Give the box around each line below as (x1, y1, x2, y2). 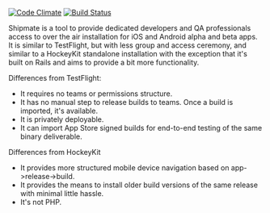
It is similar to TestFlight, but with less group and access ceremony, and (8, 40, 247, 50)
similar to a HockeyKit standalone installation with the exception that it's (8, 49, 248, 58)
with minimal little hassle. (19, 189, 104, 198)
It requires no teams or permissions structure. (19, 89, 173, 98)
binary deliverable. (19, 132, 82, 141)
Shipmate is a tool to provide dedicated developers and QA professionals (8, 23, 251, 32)
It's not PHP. (19, 198, 62, 207)
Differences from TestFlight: (8, 73, 102, 82)
